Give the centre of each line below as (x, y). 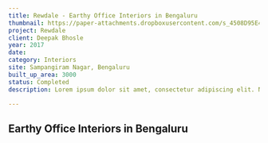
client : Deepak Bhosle (46, 38)
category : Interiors (43, 60)
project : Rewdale (37, 30)
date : (17, 52)
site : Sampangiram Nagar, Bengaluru (69, 68)
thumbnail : (26, 23)
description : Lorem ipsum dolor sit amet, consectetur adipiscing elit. (132, 89)
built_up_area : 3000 (43, 75)
